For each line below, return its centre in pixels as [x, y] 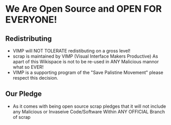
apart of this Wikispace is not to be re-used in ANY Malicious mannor [86, 61]
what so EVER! [28, 67]
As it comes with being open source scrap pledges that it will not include [89, 106]
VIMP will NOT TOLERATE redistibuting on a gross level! [71, 51]
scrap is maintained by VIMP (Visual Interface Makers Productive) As [85, 56]
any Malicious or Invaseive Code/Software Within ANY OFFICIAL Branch [89, 111]
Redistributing [29, 39]
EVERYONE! [31, 20]
